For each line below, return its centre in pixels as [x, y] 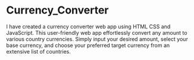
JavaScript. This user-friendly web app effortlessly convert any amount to [97, 32]
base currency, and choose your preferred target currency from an [88, 45]
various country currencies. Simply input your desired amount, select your [97, 39]
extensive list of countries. [39, 51]
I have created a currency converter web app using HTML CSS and [88, 26]
